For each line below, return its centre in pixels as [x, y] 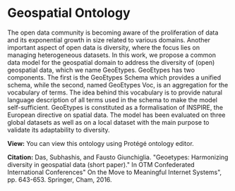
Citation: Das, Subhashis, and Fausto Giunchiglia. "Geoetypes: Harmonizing [118, 157]
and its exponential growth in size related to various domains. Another [109, 39]
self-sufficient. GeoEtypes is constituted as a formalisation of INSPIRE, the [115, 107]
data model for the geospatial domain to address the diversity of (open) [111, 62]
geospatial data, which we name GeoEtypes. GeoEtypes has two [101, 70]
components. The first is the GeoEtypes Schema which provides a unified [114, 77]
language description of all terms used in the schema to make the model [112, 99]
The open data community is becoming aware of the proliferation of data [113, 32]
